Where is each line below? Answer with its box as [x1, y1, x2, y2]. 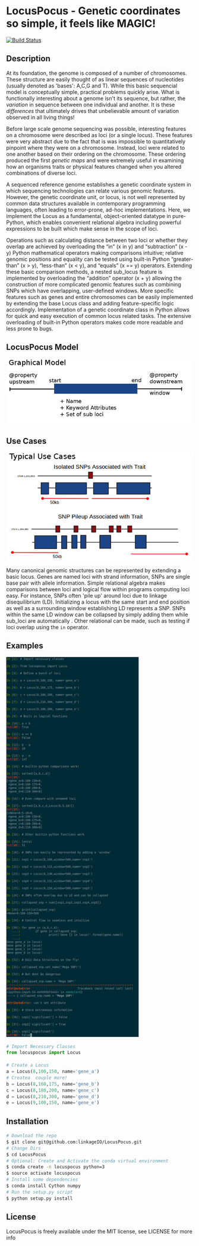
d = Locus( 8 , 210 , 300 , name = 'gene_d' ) [6, 1093, 100, 1100]
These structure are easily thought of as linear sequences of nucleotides [6, 75, 184, 83]
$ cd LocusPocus [6, 1152, 46, 1157]
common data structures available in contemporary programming [6, 200, 166, 207]
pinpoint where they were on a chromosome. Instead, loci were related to [6, 144, 185, 151]
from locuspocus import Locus [6, 1050, 81, 1056]
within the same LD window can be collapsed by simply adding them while [6, 611, 188, 618]
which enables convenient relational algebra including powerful [26, 219, 181, 226]
